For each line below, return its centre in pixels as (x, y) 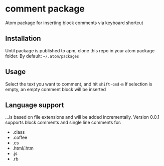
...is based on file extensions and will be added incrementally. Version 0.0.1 (82, 117)
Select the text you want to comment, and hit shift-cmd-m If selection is (79, 84)
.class (19, 132)
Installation (23, 38)
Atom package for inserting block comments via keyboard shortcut (74, 23)
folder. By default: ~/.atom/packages (42, 56)
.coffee (20, 138)
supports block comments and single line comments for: (63, 122)
